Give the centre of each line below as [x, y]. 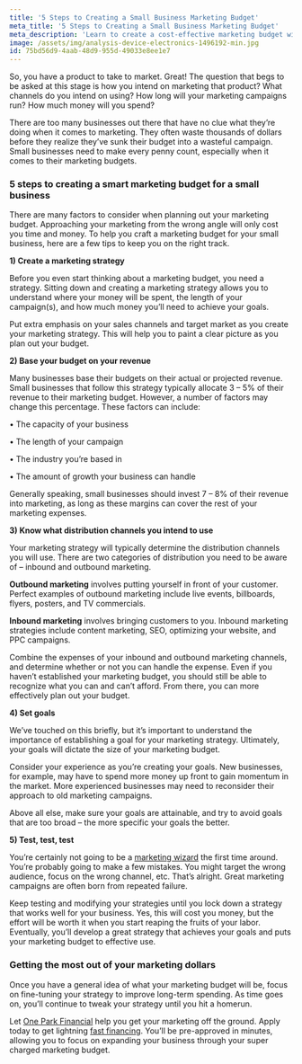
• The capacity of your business [69, 424]
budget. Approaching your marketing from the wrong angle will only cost [144, 225]
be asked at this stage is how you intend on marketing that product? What [146, 86]
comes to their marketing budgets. [73, 161]
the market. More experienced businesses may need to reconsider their [142, 786]
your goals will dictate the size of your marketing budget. [115, 749]
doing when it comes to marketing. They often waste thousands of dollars [146, 132]
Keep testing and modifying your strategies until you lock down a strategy [146, 903]
